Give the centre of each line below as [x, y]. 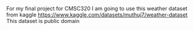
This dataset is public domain [43, 21]
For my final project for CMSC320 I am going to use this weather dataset [97, 9]
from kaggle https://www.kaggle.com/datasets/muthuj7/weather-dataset [97, 15]
